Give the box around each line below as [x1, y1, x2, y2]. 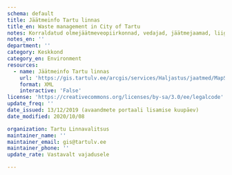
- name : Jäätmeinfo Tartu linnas [13, 68, 110, 75]
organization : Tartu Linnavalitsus [7, 125, 110, 132]
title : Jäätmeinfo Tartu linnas [7, 17, 100, 24]
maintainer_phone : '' [7, 145, 70, 152]
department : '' [7, 42, 51, 49]
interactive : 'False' [19, 87, 81, 94]
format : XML [19, 81, 54, 88]
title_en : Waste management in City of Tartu [7, 23, 140, 30]
